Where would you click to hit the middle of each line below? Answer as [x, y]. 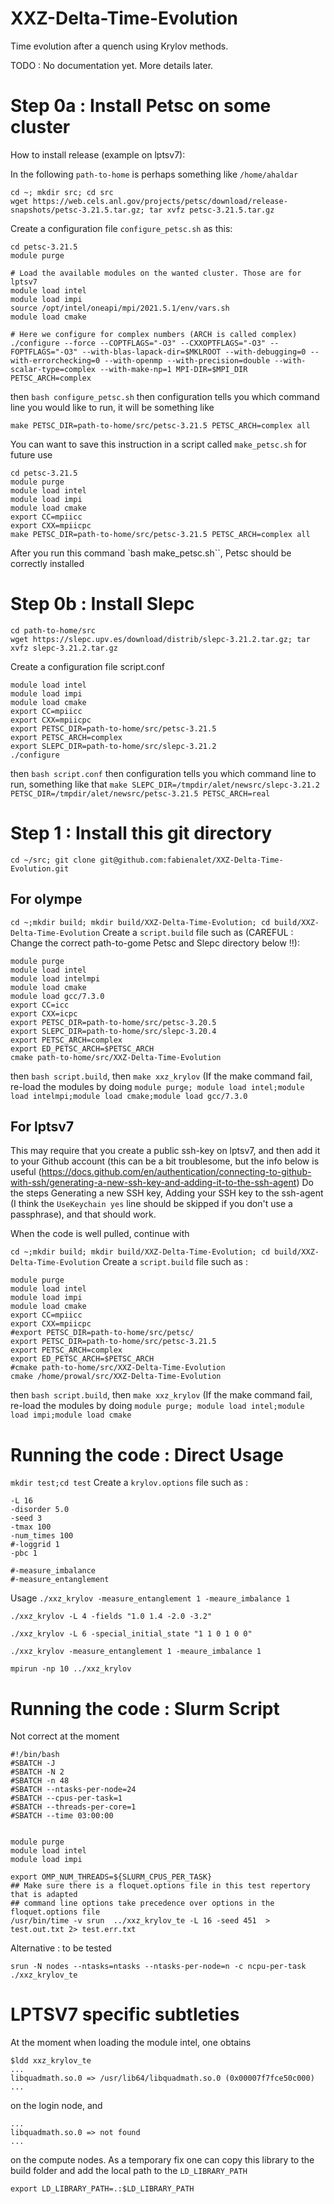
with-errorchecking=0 [55, 360]
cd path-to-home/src [53, 630]
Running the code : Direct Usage [147, 1454]
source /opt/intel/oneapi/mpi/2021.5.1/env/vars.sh [120, 308]
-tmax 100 [31, 1527]
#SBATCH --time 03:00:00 [62, 1816]
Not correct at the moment [65, 1736]
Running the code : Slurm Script [145, 1708]
